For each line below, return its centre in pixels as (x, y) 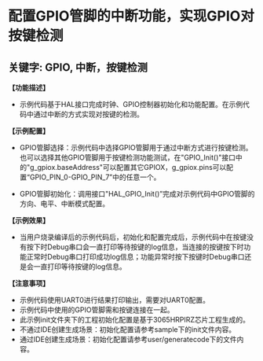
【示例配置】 (29, 131)
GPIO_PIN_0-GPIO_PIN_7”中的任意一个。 (95, 177)
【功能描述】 (29, 88)
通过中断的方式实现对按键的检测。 (88, 114)
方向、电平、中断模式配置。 (64, 204)
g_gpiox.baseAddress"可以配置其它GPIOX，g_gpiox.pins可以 (128, 167)
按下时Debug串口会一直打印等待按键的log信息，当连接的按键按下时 (135, 247)
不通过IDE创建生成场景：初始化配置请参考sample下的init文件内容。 (128, 330)
